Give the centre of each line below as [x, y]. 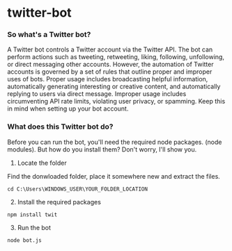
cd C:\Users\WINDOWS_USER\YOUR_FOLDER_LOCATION [78, 189]
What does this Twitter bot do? [60, 127]
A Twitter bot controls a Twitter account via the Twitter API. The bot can [110, 49]
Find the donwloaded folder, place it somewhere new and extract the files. [114, 176]
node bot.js [24, 240]
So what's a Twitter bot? [49, 35]
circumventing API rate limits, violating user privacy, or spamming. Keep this [116, 102]
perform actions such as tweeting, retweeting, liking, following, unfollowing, [116, 57]
